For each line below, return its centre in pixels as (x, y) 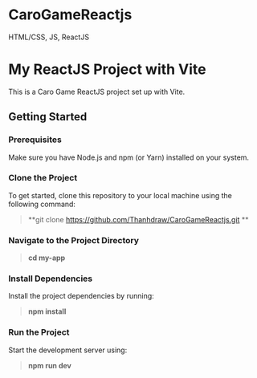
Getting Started (48, 117)
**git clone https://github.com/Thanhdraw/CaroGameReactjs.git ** (138, 219)
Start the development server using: (68, 350)
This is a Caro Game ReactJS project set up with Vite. (97, 91)
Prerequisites (35, 140)
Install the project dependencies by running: (81, 296)
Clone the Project (43, 178)
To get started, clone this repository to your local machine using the (120, 195)
